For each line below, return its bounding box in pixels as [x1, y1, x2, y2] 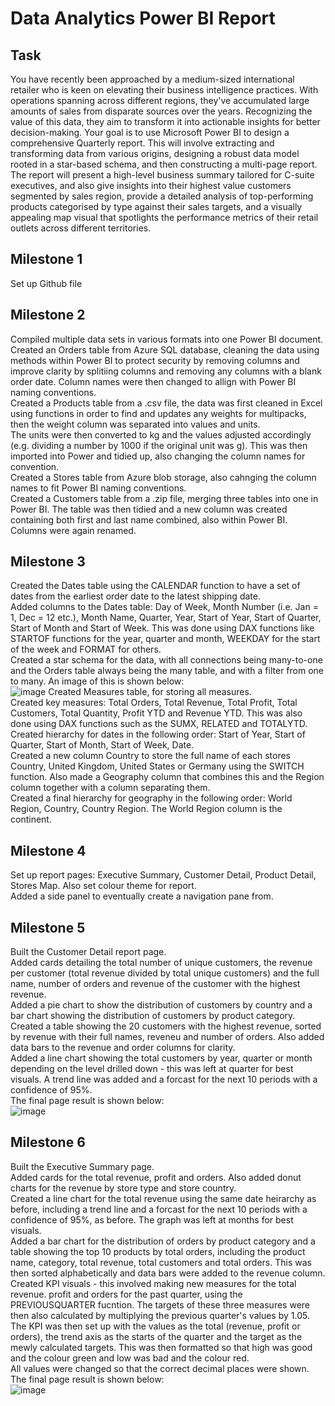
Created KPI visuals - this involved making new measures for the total [10, 1277, 297, 1289]
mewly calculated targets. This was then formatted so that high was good [10, 1341, 313, 1353]
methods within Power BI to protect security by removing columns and [10, 354, 300, 366]
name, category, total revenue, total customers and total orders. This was [10, 1256, 312, 1268]
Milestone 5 [10, 919, 86, 936]
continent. [10, 813, 52, 826]
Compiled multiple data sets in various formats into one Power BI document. [10, 333, 324, 345]
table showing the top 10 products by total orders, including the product [10, 1245, 306, 1257]
